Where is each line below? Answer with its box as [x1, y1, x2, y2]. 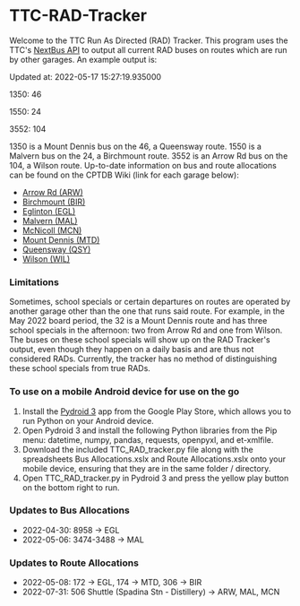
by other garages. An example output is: [9, 54, 158, 65]
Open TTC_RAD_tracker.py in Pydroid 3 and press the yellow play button [21, 472, 289, 483]
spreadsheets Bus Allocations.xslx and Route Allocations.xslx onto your [21, 454, 287, 464]
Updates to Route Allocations [9, 557, 139, 569]
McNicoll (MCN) [21, 225, 82, 236]
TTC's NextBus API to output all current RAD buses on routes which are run [9, 44, 287, 55]
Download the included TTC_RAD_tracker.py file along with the [21, 444, 253, 454]
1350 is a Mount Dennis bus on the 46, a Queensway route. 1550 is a [9, 141, 262, 151]
